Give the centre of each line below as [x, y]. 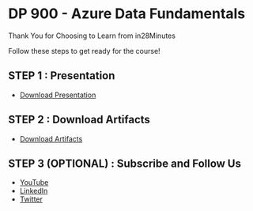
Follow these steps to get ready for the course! [84, 51]
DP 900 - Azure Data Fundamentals [127, 14]
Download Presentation [58, 95]
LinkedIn [34, 191]
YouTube [34, 183]
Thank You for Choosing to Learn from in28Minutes [92, 36]
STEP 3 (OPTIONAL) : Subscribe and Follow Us [125, 163]
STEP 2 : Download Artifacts [79, 120]
